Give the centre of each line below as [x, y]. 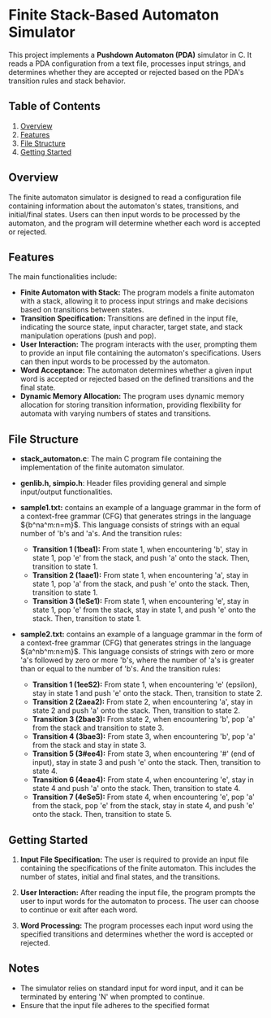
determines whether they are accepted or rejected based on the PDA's [126, 72]
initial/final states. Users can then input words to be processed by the [125, 214]
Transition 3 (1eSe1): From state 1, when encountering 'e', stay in [141, 601]
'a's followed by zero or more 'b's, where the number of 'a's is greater [137, 660]
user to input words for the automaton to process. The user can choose [140, 901]
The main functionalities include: [63, 277]
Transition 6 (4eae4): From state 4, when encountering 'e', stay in [143, 780]
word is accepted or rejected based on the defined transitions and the [137, 379]
